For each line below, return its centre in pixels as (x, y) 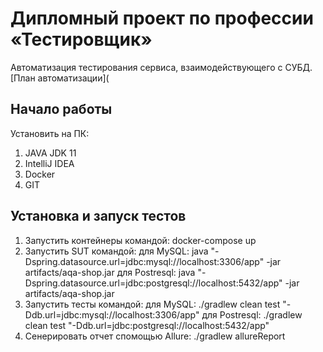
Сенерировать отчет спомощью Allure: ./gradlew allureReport (155, 336)
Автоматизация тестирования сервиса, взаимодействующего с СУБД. (161, 67)
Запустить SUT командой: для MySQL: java (116, 251)
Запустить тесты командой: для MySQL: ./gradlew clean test (152, 304)
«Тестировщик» (81, 39)
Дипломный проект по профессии (162, 18)
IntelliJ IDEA (49, 163)
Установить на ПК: (50, 133)
